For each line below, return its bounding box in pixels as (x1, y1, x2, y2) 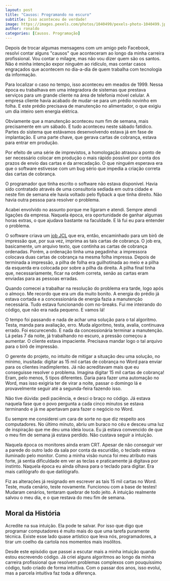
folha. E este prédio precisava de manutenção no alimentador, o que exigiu (5, 103, 161, 109)
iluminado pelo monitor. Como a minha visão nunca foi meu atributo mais (5, 453, 157, 458)
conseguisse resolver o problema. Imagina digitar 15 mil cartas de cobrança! (5, 370, 164, 375)
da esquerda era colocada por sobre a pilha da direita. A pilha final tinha (5, 265, 155, 271)
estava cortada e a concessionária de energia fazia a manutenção (5, 296, 143, 302)
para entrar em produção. (5, 140, 59, 146)
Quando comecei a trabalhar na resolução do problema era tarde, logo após (5, 285, 163, 291)
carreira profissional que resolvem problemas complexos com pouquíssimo (5, 559, 162, 565)
